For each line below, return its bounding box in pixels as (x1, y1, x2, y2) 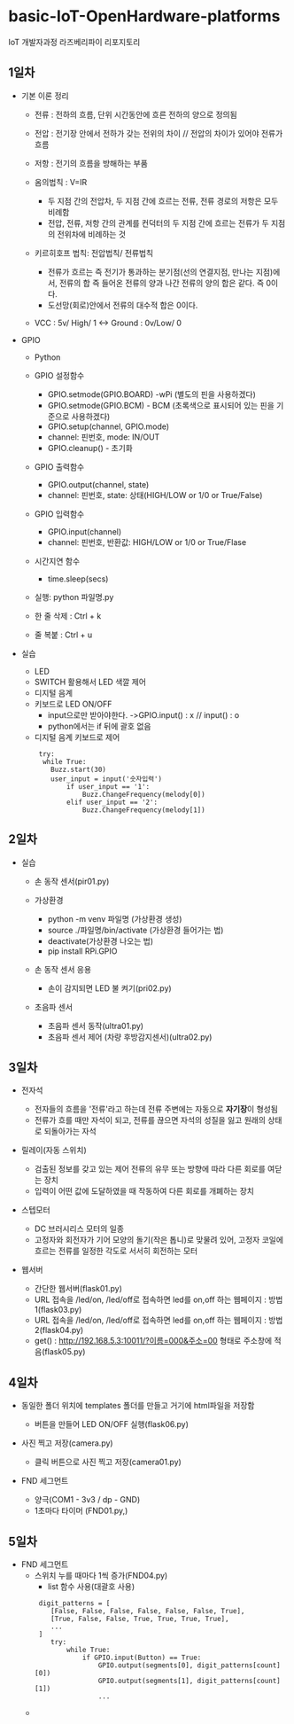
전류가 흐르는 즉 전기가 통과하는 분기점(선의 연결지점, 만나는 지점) (47, 266, 274, 277)
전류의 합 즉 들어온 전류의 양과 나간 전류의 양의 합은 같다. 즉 (59, 277, 265, 288)
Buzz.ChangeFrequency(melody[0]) (81, 790, 205, 799)
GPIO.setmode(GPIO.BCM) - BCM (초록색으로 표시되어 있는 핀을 (47, 400, 275, 410)
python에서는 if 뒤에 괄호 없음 (47, 721, 151, 731)
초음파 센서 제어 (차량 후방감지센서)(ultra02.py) (47, 1031, 213, 1042)
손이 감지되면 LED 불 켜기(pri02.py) (47, 982, 172, 994)
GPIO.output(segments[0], (97, 1661, 194, 1670)
